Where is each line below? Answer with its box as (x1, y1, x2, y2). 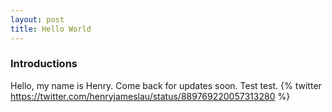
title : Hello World (10, 24, 92, 34)
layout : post (10, 14, 65, 25)
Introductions (10, 57, 78, 71)
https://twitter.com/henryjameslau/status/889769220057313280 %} (10, 90, 291, 102)
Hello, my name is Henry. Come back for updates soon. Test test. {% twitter (10, 79, 322, 91)
